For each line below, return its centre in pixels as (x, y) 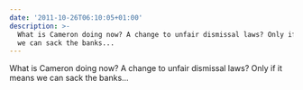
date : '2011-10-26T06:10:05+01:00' (76, 18)
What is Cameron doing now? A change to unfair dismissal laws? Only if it (146, 68)
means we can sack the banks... (69, 78)
